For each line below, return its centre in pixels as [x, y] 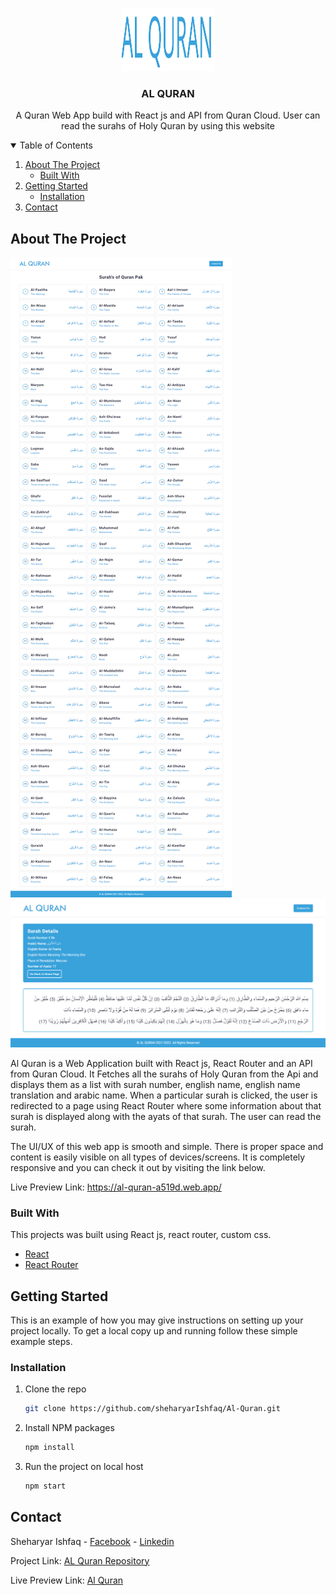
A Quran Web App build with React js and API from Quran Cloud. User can [168, 115]
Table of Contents [56, 145]
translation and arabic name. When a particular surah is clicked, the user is [164, 1095]
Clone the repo [55, 1389]
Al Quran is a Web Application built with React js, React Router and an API [161, 1063]
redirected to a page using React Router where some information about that [166, 1105]
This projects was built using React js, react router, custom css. [141, 1235]
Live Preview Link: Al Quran [67, 1580]
